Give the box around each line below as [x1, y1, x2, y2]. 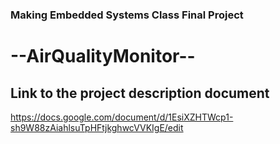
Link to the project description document [10, 84, 270, 102]
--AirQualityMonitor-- [10, 45, 196, 68]
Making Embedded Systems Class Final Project [10, 8, 244, 22]
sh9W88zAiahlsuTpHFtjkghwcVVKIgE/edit [10, 121, 184, 133]
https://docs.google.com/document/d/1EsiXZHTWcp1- [10, 111, 234, 123]
